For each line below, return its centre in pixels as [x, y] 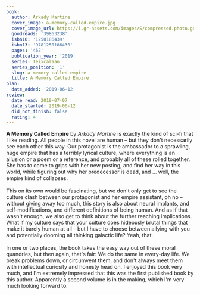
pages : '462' [28, 51]
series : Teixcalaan [36, 61]
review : [16, 95]
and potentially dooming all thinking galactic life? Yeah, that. [80, 235]
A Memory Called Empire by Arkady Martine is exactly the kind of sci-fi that [100, 134]
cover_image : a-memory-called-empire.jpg [64, 23]
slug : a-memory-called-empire [49, 73]
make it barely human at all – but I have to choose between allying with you [98, 229]
